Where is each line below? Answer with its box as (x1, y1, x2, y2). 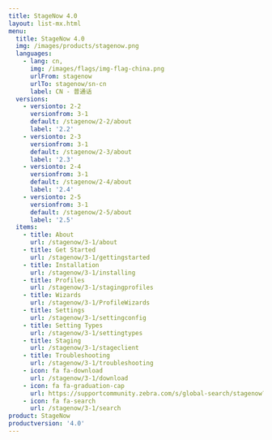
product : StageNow (8, 412, 70, 421)
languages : (15, 50, 53, 58)
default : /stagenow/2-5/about (29, 208, 132, 216)
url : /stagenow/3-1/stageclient (29, 344, 139, 352)
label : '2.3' (29, 155, 74, 163)
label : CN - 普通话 (29, 87, 92, 96)
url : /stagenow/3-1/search (29, 404, 121, 412)
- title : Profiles (23, 276, 85, 284)
